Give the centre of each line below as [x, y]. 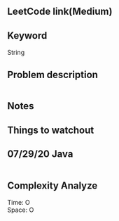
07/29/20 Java [40, 154]
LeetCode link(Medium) [60, 12]
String [16, 53]
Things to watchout [51, 130]
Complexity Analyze [52, 185]
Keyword [27, 36]
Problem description [52, 74]
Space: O [21, 210]
